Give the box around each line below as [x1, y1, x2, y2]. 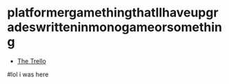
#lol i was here [7, 70, 49, 78]
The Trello [17, 56, 46, 65]
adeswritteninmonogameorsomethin [7, 19, 223, 35]
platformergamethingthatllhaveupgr [7, 5, 219, 21]
